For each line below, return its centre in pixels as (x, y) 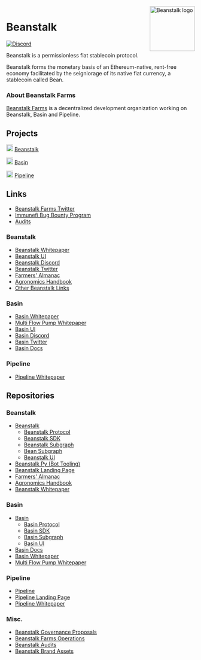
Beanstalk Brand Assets (44, 651)
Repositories (31, 396)
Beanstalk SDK (42, 439)
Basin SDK (37, 530)
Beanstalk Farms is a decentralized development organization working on (97, 108)
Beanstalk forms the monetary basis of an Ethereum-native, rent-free (92, 67)
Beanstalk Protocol (47, 432)
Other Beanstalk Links (42, 288)
